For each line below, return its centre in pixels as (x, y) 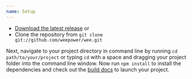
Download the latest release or (52, 28)
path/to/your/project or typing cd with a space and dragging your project (96, 57)
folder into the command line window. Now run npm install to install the (94, 63)
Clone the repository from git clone (59, 34)
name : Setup (21, 11)
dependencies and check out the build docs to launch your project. (88, 69)
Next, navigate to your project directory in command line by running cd (92, 51)
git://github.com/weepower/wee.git (58, 40)
